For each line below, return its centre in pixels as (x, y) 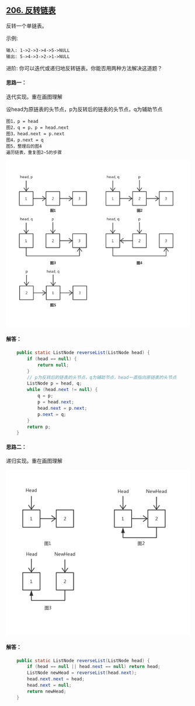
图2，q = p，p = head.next (37, 128)
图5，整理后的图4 (24, 146)
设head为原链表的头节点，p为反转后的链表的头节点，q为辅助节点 (84, 109)
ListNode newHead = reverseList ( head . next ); (82, 673)
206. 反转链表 (31, 11)
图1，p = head (22, 122)
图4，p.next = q (25, 140)
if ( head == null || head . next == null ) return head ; (94, 667)
